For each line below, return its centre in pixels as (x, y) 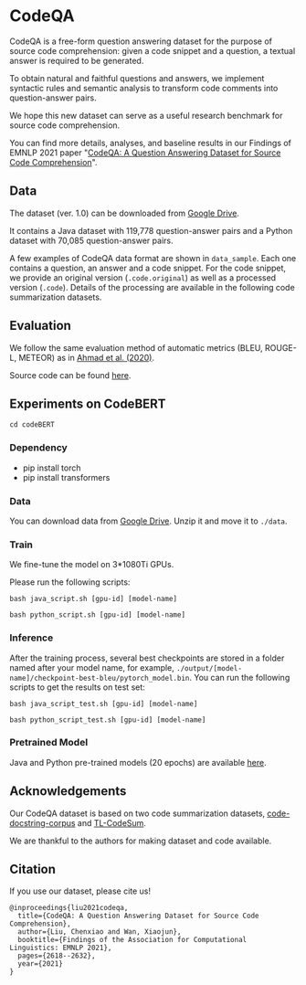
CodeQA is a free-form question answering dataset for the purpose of (141, 41)
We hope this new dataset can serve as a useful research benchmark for (146, 115)
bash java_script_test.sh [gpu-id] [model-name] (104, 704)
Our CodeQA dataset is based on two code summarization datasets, (137, 813)
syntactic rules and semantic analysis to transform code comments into (144, 88)
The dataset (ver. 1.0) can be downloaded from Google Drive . (125, 213)
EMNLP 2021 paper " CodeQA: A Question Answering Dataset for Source (145, 153)
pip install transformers (66, 477)
